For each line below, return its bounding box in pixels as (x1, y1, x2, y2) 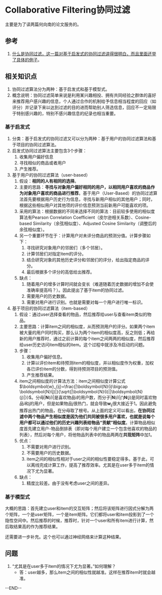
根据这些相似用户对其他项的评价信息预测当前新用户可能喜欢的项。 (19, 202, 151, 208)
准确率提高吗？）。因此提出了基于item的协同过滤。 (26, 287, 127, 293)
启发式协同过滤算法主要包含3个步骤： (12, 147, 87, 153)
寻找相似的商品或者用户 (19, 160, 66, 165)
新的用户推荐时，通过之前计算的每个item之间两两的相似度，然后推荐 (19, 336, 155, 341)
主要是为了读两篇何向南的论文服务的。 (5, 21, 81, 27)
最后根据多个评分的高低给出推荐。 (26, 269, 95, 274)
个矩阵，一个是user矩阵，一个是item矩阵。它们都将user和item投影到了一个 (5, 511, 154, 517)
